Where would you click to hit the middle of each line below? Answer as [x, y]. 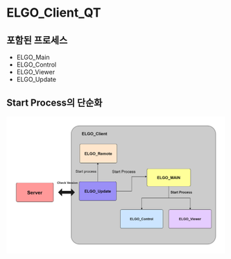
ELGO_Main [33, 57]
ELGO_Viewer [36, 72]
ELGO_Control [36, 65]
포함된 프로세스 [37, 40]
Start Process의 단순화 [54, 103]
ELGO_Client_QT [54, 13]
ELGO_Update [36, 79]
